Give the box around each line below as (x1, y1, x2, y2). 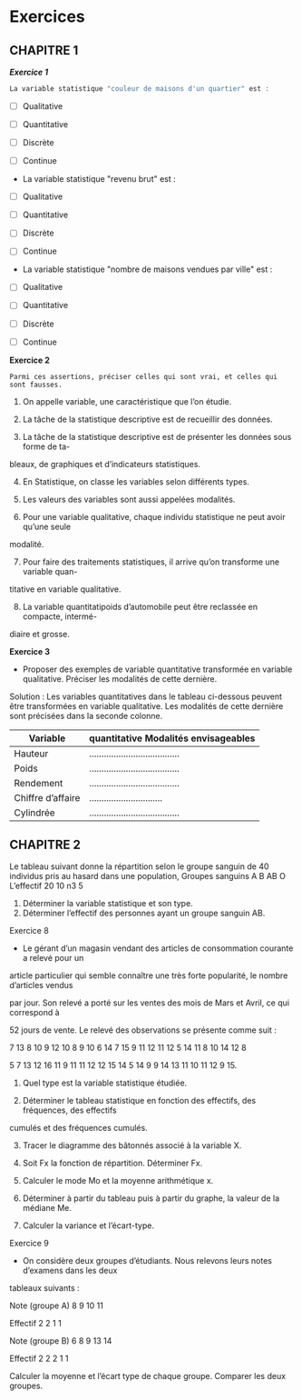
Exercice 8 (9, 925, 50, 936)
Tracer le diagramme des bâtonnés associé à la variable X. (22, 1140, 242, 1151)
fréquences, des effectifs (22, 1105, 118, 1115)
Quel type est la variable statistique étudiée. (22, 1077, 188, 1088)
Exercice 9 (9, 1238, 50, 1249)
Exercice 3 (9, 645, 51, 656)
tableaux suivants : (9, 1283, 80, 1294)
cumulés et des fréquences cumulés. (9, 1123, 148, 1134)
